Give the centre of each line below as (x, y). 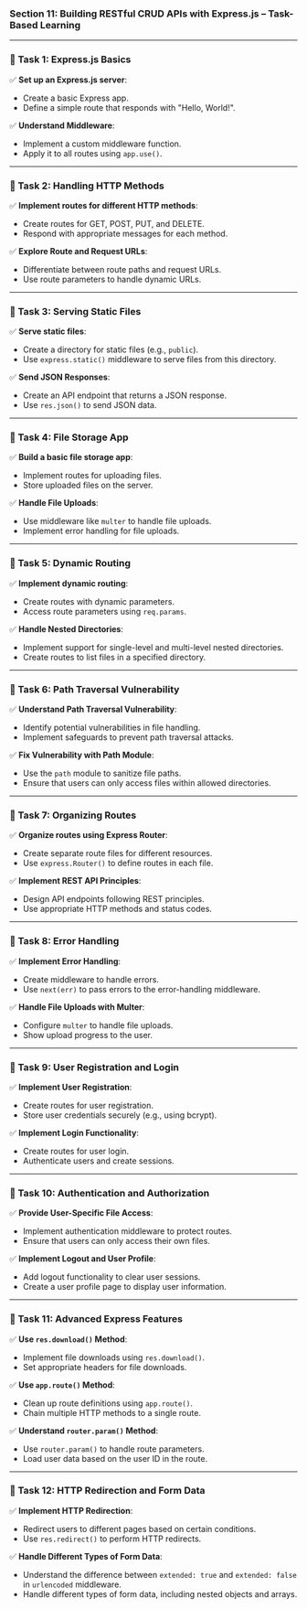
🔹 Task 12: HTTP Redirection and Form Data (107, 1491)
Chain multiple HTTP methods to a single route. (111, 1412)
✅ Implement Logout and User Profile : (83, 1259)
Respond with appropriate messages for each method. (125, 233)
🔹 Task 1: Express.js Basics (70, 59)
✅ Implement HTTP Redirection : (71, 1510)
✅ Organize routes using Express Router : (89, 835)
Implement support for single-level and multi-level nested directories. (153, 647)
